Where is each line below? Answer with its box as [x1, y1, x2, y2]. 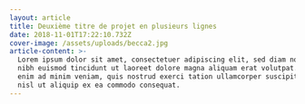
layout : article [9, 13, 71, 23]
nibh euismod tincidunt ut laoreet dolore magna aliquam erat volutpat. [17, 64, 299, 73]
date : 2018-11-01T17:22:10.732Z [9, 30, 132, 39]
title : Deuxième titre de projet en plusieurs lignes [9, 22, 218, 31]
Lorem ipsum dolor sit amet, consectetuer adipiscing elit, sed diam [17, 55, 286, 64]
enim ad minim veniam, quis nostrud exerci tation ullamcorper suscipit [17, 72, 299, 81]
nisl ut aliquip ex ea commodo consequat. [17, 80, 181, 90]
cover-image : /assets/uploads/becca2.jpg [9, 38, 169, 48]
